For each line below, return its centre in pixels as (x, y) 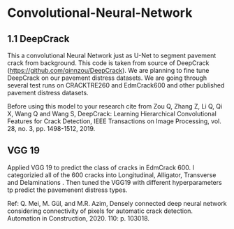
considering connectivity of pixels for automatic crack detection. (100, 211)
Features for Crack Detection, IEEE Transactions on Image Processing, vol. (115, 121)
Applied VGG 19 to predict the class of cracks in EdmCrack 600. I (101, 167)
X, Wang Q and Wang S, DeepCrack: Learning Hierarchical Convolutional (112, 114)
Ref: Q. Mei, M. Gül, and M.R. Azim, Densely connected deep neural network (117, 203)
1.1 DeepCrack (38, 39)
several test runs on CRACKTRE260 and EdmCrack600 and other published (116, 85)
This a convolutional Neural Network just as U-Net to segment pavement (112, 55)
